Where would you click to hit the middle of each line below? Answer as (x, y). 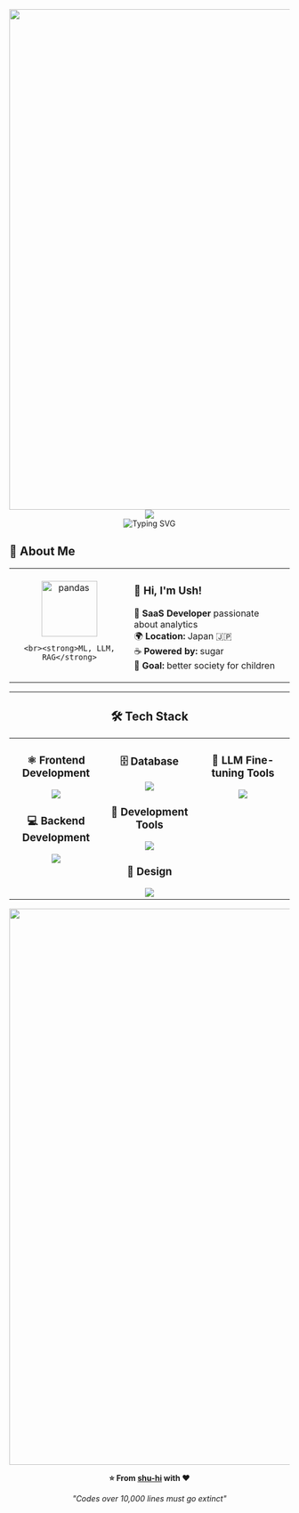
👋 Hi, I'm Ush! (168, 591)
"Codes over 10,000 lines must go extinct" (149, 1499)
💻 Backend (56, 821)
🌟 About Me (42, 551)
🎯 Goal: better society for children (205, 665)
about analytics (166, 624)
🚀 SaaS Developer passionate (197, 613)
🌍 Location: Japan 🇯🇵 (183, 635)
